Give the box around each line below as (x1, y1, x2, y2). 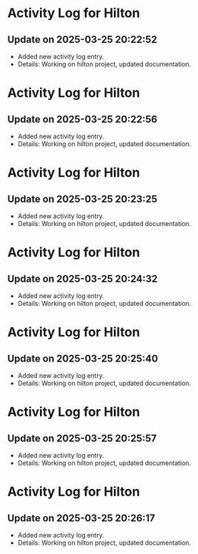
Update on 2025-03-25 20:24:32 (7, 272, 158, 284)
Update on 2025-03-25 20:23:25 (7, 193, 158, 205)
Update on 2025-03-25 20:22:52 (7, 34, 157, 46)
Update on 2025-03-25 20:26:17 (7, 512, 155, 524)
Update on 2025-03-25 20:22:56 (7, 113, 158, 125)
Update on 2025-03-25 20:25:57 (7, 432, 157, 444)
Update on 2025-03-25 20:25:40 (7, 352, 158, 364)
